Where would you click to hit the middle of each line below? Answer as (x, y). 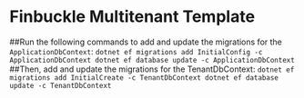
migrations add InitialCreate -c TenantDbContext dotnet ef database (144, 78)
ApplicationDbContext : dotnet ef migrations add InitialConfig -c (136, 51)
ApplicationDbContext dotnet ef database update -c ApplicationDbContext (152, 60)
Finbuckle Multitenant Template (132, 17)
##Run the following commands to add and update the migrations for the (146, 42)
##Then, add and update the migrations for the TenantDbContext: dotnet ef (152, 69)
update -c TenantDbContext (61, 85)
